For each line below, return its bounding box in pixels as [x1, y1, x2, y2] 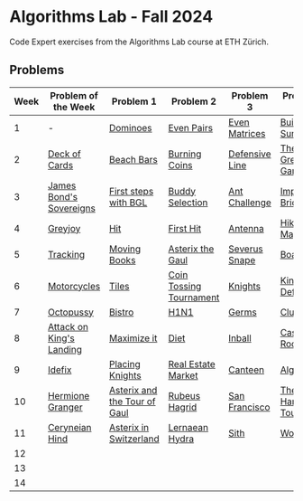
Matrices [228, 127, 266, 139]
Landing [48, 343, 83, 355]
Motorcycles [48, 279, 101, 292]
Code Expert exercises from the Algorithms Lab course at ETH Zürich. [9, 36, 269, 47]
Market [168, 369, 198, 382]
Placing [108, 357, 142, 370]
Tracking [48, 248, 86, 260]
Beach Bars [108, 153, 158, 165]
